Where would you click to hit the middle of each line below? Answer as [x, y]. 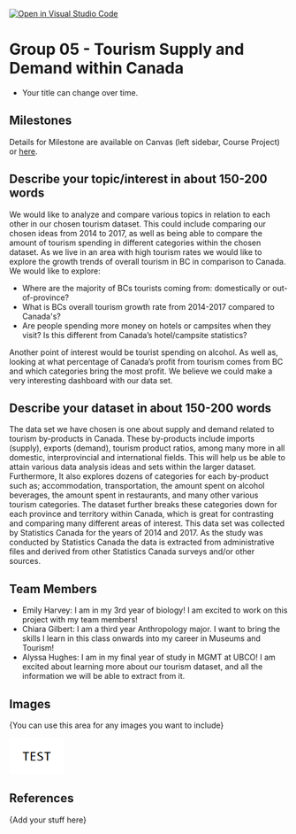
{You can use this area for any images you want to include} [117, 725]
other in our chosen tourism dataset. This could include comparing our [138, 224]
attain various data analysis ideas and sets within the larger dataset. [133, 467]
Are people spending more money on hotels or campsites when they [146, 325]
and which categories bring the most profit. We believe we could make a [141, 371]
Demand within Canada [96, 69]
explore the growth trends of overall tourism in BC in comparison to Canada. [148, 261]
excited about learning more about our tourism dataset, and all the [142, 667]
